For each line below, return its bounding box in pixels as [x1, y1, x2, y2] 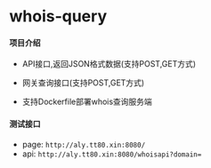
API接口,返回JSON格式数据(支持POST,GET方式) [21, 59, 197, 69]
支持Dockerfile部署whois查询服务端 [21, 96, 153, 108]
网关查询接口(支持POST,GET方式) [21, 77, 145, 88]
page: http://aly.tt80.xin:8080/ [21, 139, 146, 149]
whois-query [9, 6, 108, 27]
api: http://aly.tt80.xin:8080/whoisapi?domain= [21, 148, 202, 159]
